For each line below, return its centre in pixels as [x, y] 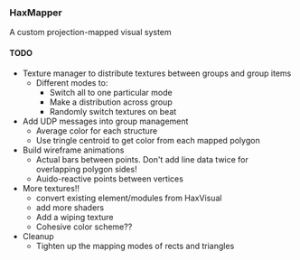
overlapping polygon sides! [86, 169]
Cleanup [38, 236]
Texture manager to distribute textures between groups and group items [157, 73]
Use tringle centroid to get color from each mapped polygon [148, 140]
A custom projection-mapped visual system [90, 32]
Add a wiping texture [75, 217]
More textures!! [51, 188]
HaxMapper [36, 13]
